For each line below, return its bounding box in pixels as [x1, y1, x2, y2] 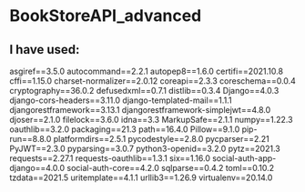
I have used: [9, 42, 80, 57]
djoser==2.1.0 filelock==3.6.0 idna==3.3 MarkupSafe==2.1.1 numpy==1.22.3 [9, 115, 293, 125]
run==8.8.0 [9, 134, 52, 144]
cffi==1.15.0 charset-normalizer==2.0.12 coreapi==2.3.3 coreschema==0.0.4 [9, 76, 296, 86]
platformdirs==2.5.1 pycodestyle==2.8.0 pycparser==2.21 [53, 134, 270, 144]
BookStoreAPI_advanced [9, 5, 202, 26]
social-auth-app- [212, 153, 277, 164]
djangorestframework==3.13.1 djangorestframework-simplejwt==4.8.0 [9, 105, 271, 115]
